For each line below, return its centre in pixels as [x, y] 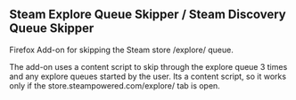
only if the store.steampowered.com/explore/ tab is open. [115, 85]
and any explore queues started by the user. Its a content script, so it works [148, 76]
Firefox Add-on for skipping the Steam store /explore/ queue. [121, 50]
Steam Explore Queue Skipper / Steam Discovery [148, 15]
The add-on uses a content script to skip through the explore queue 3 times [148, 66]
